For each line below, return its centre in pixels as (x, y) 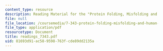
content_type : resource (29, 9)
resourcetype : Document (29, 32)
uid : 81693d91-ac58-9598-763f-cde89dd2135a (50, 41)
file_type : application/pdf (33, 28)
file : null (16, 18)
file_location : (20, 23)
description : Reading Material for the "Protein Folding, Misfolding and (81, 14)
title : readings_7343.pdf (31, 37)
